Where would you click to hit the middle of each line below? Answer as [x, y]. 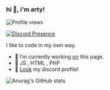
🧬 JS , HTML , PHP [37, 63]
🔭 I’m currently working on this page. [59, 57]
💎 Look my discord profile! [46, 69]
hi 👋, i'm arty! [26, 9]
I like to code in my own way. [41, 45]
